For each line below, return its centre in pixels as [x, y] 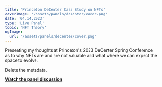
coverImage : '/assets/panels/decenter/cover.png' [56, 14]
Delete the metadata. [26, 70]
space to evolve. [21, 60]
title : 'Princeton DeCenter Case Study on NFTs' [55, 9]
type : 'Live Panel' [25, 23]
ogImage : [14, 32]
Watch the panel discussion [34, 79]
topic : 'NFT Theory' [26, 28]
